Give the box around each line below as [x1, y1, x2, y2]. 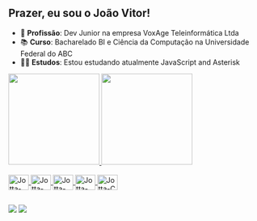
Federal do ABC [19, 49, 73, 58]
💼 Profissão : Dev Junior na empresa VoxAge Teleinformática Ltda [19, 28, 240, 37]
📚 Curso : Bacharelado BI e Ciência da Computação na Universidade [19, 36, 250, 47]
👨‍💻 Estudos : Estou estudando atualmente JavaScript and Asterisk [19, 57, 240, 67]
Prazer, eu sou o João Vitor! [8, 6, 151, 20]
